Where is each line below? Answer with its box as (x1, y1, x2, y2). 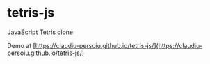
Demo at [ (7, 41, 36, 49)
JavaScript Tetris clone (7, 28, 74, 36)
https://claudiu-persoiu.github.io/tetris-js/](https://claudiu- (35, 41, 203, 49)
